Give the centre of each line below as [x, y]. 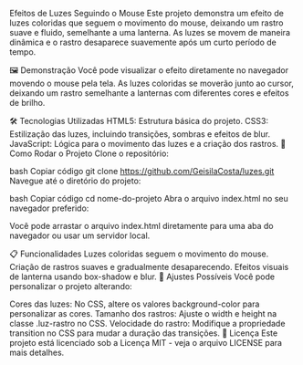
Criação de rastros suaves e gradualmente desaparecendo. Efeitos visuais [149, 267]
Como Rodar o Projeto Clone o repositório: [89, 153]
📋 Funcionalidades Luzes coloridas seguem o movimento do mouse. [139, 254]
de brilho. [27, 103]
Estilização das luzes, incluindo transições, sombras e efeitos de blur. [140, 134]
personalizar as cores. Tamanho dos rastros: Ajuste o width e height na [143, 313]
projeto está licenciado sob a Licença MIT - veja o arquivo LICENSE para [146, 343]
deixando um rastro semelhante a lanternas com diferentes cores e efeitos [149, 93]
